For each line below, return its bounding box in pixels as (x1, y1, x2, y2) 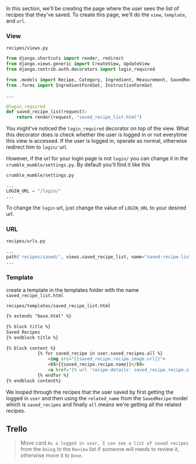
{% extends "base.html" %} (6, 313, 72, 319)
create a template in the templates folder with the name (6, 287, 139, 294)
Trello (6, 424, 27, 434)
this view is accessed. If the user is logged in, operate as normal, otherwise (6, 138, 188, 145)
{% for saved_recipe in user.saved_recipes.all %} (37, 350, 163, 356)
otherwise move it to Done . (20, 452, 83, 459)
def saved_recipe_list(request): (6, 109, 87, 115)
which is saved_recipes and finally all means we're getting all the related (6, 401, 182, 408)
